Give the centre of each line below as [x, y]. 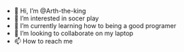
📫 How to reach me [43, 41]
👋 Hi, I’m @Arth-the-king [50, 11]
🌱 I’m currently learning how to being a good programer [95, 26]
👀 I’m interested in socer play [56, 18]
